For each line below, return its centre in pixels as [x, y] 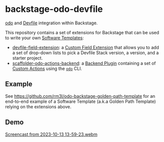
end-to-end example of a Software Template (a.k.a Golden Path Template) [81, 101]
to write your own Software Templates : [44, 38]
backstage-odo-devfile [54, 9]
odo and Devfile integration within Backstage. [51, 23]
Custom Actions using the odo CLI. [47, 69]
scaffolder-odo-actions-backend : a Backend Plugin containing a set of [84, 63]
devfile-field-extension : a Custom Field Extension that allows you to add [85, 47]
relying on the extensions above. [38, 106]
